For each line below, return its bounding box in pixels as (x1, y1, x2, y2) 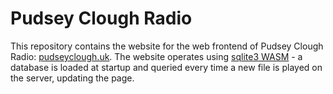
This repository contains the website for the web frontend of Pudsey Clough (10, 40, 324, 52)
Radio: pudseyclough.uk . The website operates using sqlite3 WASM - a (10, 50, 303, 62)
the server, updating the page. (10, 72, 135, 84)
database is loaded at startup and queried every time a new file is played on (10, 61, 323, 73)
